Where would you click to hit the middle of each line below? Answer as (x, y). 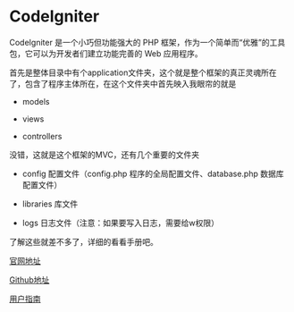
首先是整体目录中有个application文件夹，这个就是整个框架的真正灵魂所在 (143, 72)
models (36, 101)
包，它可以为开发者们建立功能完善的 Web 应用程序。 (106, 53)
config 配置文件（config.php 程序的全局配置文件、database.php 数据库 (153, 173)
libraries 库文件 (50, 204)
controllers (42, 136)
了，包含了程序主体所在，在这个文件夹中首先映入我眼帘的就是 (123, 83)
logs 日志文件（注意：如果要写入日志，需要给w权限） (120, 223)
